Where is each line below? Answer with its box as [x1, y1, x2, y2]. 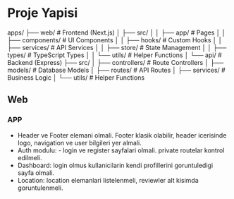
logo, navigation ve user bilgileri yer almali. [17, 138, 142, 147]
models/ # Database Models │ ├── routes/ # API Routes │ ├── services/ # [7, 66, 226, 74]
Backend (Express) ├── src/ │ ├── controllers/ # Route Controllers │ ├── [7, 58, 224, 66]
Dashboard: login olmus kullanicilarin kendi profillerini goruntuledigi [17, 161, 214, 169]
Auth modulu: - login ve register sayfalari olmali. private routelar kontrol [17, 146, 225, 155]
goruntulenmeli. [17, 183, 63, 192]
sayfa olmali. [17, 168, 55, 177]
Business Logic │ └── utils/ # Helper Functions [7, 73, 145, 82]
